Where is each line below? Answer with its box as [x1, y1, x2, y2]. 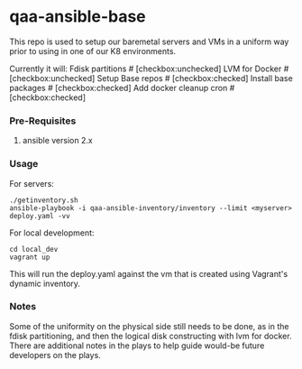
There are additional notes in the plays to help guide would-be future [9, 340, 265, 351]
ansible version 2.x [22, 135, 93, 146]
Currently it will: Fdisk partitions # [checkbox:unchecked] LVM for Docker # [9, 63, 289, 74]
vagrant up [9, 253, 50, 262]
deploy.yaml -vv [9, 211, 70, 220]
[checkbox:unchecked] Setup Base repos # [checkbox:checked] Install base [9, 72, 293, 83]
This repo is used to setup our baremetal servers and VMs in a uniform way [9, 36, 289, 47]
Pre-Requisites [9, 115, 77, 127]
